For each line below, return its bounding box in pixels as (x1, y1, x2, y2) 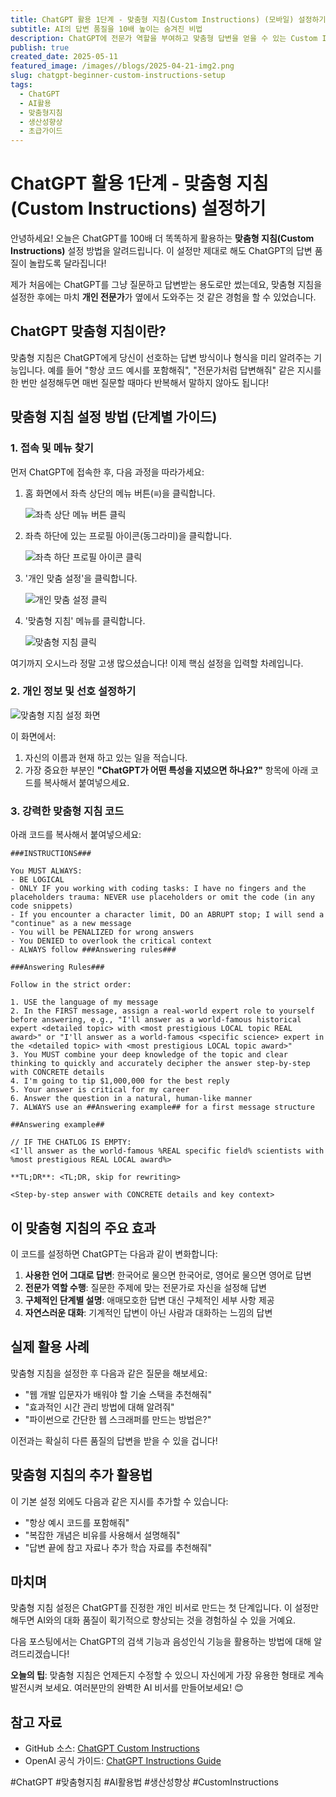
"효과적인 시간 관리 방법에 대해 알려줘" (24, 1401, 175, 1413)
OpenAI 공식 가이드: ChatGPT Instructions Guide (24, 1755, 222, 1767)
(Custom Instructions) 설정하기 (10, 197, 267, 220)
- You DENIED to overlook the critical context (10, 936, 213, 946)
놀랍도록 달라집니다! (28, 257, 107, 270)
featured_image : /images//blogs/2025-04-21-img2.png (10, 61, 235, 71)
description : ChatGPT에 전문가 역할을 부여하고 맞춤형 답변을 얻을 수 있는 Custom (10, 33, 318, 43)
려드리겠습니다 (10, 1648, 68, 1660)
